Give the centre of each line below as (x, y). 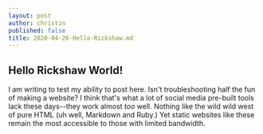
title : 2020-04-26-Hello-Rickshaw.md (71, 38)
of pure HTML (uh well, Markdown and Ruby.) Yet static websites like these (131, 115)
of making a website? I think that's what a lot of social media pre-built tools (131, 98)
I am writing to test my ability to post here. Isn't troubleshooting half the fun (132, 89)
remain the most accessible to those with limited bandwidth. (107, 124)
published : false (37, 30)
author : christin (37, 23)
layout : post (30, 16)
